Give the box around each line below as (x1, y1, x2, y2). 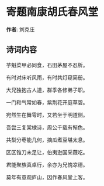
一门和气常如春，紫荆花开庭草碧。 (6, 99, 88, 106)
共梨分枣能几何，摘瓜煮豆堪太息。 (6, 136, 88, 143)
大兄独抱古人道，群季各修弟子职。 (6, 86, 88, 93)
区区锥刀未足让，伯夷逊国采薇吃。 (6, 148, 88, 155)
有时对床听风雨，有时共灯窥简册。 (6, 74, 88, 81)
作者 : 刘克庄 (6, 26, 35, 33)
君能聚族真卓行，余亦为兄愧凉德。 (6, 161, 88, 168)
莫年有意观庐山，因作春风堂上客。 (6, 174, 88, 181)
